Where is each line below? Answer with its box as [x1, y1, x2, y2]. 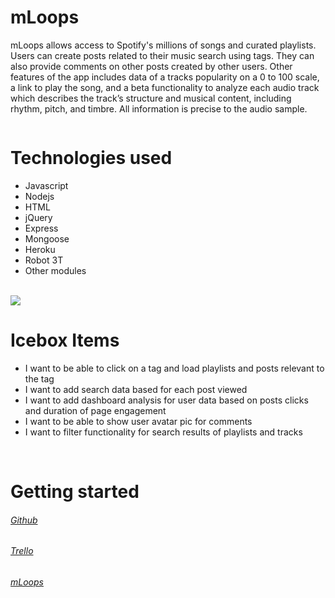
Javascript [24, 179, 69, 191]
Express [24, 222, 59, 234]
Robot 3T [24, 254, 64, 266]
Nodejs [24, 190, 55, 202]
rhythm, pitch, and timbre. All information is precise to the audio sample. [10, 102, 308, 115]
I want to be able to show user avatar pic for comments [24, 415, 253, 427]
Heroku [24, 243, 56, 255]
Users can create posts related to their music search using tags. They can [10, 49, 315, 61]
